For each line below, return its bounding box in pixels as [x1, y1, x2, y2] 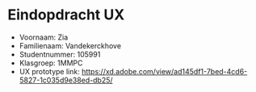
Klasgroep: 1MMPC [19, 58, 83, 68]
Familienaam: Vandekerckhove [19, 40, 122, 50]
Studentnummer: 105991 [19, 49, 101, 59]
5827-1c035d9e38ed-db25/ [19, 75, 114, 85]
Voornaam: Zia [19, 32, 69, 42]
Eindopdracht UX [7, 6, 125, 24]
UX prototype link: [19, 66, 80, 76]
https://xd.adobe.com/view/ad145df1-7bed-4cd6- [81, 66, 248, 76]
